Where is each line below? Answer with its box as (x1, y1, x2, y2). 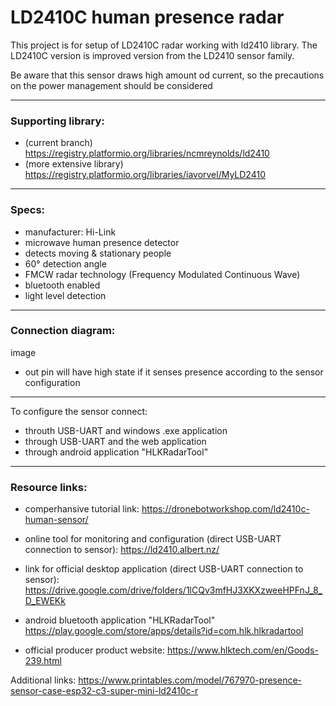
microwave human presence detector (24, 236, 180, 248)
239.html (24, 655, 62, 667)
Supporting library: (10, 114, 105, 128)
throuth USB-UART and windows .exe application (24, 424, 228, 436)
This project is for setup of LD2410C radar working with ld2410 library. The (10, 39, 318, 51)
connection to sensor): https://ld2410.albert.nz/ (24, 544, 220, 556)
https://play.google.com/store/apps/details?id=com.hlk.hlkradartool (24, 625, 304, 637)
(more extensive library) (24, 158, 124, 170)
